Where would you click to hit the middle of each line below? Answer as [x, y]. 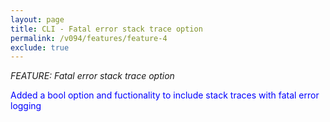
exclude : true [40, 47]
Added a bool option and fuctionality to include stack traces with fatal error [165, 95]
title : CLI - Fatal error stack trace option [106, 29]
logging [26, 106]
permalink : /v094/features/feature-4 [89, 38]
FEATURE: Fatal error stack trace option [92, 76]
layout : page [37, 19]
